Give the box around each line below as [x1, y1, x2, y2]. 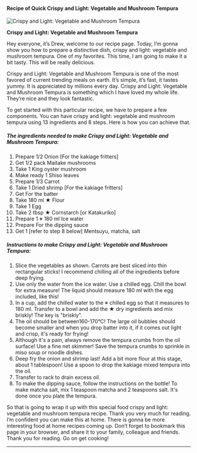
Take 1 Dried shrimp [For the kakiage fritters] [15, 184, 123, 191]
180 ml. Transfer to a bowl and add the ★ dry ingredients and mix [15, 306, 173, 313]
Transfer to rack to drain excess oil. [15, 374, 101, 381]
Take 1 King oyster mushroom [15, 165, 87, 172]
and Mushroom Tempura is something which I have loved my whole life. [6, 89, 179, 96]
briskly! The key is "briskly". [15, 312, 82, 319]
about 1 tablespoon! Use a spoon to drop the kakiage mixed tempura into [15, 361, 191, 368]
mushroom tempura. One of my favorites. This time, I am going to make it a [6, 53, 187, 60]
